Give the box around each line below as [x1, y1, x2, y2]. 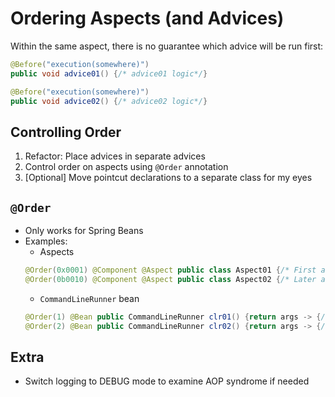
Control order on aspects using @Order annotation [24, 161, 229, 173]
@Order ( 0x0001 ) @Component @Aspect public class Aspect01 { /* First [24, 265, 317, 276]
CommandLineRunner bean [39, 292, 140, 304]
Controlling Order [10, 123, 122, 141]
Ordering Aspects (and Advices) [10, 7, 285, 30]
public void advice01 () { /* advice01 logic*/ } [10, 68, 208, 79]
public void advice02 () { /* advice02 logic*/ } [10, 96, 208, 106]
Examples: [24, 235, 68, 247]
